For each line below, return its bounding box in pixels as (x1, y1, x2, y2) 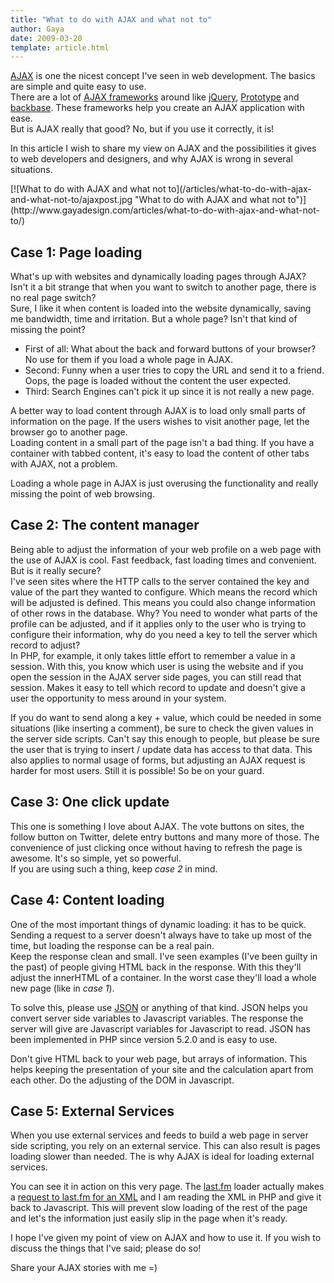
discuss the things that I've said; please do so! (10, 1242, 202, 1255)
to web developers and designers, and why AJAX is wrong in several (10, 153, 293, 165)
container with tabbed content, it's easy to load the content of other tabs (10, 447, 310, 460)
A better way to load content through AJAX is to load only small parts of (10, 405, 307, 417)
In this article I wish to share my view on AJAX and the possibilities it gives (10, 142, 317, 155)
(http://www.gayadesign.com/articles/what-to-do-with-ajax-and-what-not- (10, 204, 320, 216)
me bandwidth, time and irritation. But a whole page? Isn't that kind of (10, 313, 298, 325)
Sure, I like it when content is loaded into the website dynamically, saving (10, 302, 312, 315)
